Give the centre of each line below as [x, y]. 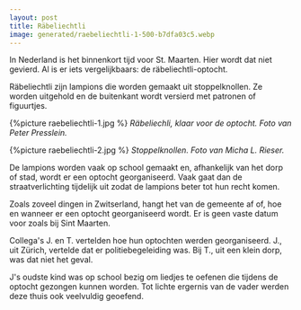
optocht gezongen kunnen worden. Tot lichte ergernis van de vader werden [149, 287]
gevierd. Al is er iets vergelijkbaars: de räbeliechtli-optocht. [119, 69]
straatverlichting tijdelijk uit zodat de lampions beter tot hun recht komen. [145, 187]
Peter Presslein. [38, 133]
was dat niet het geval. [51, 260]
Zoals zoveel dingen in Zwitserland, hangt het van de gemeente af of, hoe [146, 204]
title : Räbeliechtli [48, 26]
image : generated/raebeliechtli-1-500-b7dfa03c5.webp [112, 34]
